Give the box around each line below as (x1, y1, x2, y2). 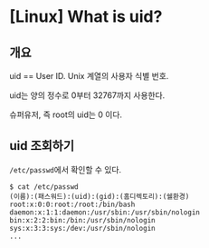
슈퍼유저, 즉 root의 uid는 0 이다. (9, 109, 123, 120)
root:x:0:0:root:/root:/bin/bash (9, 200, 136, 209)
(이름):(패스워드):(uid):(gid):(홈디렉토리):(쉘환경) (9, 192, 190, 201)
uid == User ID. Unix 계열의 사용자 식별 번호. (9, 71, 169, 81)
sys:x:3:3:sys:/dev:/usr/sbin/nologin (9, 223, 156, 233)
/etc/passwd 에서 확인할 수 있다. (9, 164, 122, 174)
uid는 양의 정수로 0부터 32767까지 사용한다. (9, 90, 166, 101)
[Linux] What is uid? (9, 6, 163, 27)
